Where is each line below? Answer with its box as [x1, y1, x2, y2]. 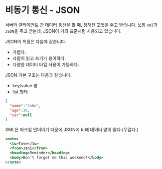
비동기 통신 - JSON [5, 4, 80, 16]
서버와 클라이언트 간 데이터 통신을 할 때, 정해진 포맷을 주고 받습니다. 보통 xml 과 [5, 22, 158, 28]
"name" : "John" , [9, 103, 41, 108]
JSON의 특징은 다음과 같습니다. [5, 38, 66, 45]
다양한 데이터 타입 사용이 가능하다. [12, 61, 79, 67]
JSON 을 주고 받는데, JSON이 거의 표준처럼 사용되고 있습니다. [5, 28, 122, 34]
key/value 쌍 [12, 82, 38, 88]
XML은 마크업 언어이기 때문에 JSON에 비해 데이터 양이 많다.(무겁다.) [5, 127, 139, 133]
